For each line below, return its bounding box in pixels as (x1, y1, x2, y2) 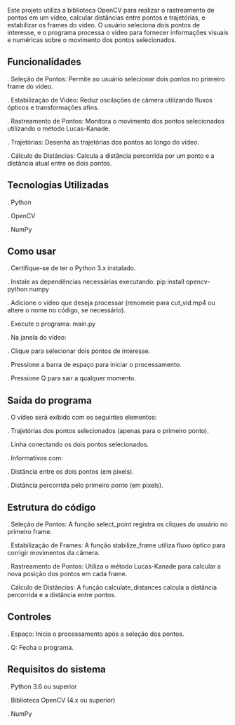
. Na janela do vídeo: (7, 333, 67, 342)
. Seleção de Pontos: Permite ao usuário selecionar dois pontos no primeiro (7, 74, 225, 83)
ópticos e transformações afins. (7, 103, 100, 112)
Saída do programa (7, 394, 93, 406)
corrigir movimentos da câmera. (7, 549, 100, 557)
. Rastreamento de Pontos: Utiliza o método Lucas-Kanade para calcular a (7, 562, 221, 571)
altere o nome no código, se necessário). (7, 306, 126, 314)
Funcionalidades (7, 56, 82, 68)
